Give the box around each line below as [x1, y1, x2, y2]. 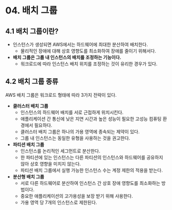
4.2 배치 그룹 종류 [5, 77, 59, 86]
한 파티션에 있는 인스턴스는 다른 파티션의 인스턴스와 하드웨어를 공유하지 [20, 154, 163, 160]
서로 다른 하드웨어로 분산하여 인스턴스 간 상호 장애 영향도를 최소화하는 [20, 180, 161, 186]
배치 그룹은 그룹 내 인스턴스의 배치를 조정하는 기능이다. [12, 55, 122, 60]
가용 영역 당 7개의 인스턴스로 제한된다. [20, 199, 98, 205]
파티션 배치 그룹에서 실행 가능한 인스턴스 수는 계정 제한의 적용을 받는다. [20, 167, 163, 173]
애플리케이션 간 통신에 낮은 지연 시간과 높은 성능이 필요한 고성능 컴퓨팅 [20, 115, 162, 121]
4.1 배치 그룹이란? [5, 27, 59, 36]
